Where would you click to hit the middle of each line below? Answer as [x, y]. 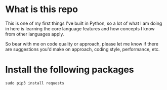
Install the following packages [70, 70]
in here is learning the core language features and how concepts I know [80, 28]
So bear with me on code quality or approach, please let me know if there [82, 43]
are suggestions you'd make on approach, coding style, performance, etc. [82, 49]
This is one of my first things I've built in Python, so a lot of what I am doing [84, 23]
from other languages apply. [35, 34]
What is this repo [42, 9]
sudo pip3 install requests [35, 83]
